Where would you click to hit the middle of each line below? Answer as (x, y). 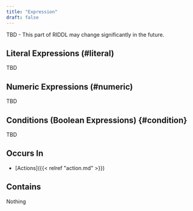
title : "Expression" (32, 12)
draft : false (23, 17)
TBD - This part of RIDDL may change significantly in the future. (85, 34)
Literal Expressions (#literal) (60, 53)
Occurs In (25, 154)
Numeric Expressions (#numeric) (70, 87)
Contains (23, 187)
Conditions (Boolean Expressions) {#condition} (97, 120)
